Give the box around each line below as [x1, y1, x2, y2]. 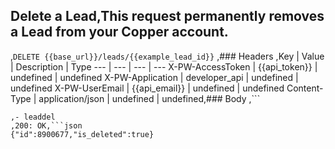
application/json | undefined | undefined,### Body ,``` [38, 92, 261, 104]
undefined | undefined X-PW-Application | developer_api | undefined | [10, 71, 299, 83]
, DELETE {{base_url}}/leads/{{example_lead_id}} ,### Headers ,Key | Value [10, 50, 325, 62]
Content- [286, 82, 324, 94]
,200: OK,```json [10, 120, 83, 131]
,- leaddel [10, 112, 56, 122]
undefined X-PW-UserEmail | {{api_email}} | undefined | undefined [10, 82, 285, 94]
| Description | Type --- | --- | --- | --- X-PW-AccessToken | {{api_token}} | [10, 60, 318, 73]
